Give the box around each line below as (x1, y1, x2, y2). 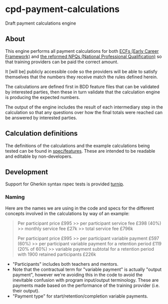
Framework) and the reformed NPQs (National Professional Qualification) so (5, 53, 162, 59)
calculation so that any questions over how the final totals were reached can (5, 109, 163, 115)
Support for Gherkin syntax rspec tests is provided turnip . (5, 181, 124, 187)
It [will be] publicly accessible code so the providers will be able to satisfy (5, 68, 158, 74)
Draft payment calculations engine (5, 20, 76, 26)
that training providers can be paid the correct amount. (5, 59, 119, 65)
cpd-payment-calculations (5, 4, 120, 15)
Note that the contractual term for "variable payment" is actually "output (12, 266, 162, 272)
